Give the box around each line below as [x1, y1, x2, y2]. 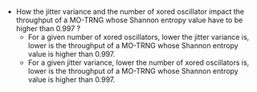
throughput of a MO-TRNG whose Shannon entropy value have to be [15, 15, 243, 25]
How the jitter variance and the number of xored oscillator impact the [15, 7, 245, 16]
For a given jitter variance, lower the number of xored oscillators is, [27, 58, 250, 67]
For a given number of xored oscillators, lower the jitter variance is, [27, 32, 250, 42]
